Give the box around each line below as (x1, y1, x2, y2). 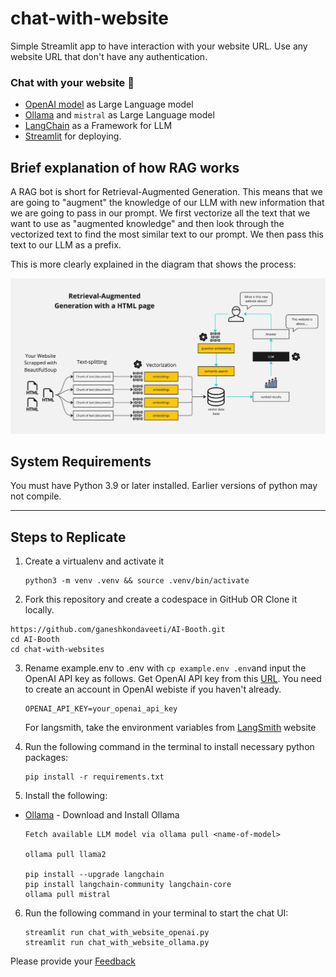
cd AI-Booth (10, 635, 60, 645)
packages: (24, 752, 69, 764)
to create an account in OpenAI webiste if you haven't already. (24, 683, 282, 696)
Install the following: (24, 790, 108, 802)
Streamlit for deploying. (24, 130, 122, 142)
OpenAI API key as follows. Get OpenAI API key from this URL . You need (24, 673, 322, 685)
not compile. (10, 490, 62, 502)
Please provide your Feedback (10, 955, 136, 967)
